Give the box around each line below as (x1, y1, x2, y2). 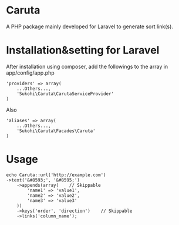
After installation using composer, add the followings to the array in (6, 63, 168, 70)
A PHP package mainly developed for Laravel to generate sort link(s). (6, 23, 173, 30)
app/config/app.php (6, 69, 55, 76)
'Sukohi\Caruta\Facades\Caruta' (16, 127, 96, 134)
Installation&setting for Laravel (6, 43, 160, 57)
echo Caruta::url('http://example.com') (6, 172, 107, 178)
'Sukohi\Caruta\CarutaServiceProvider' (16, 90, 114, 97)
